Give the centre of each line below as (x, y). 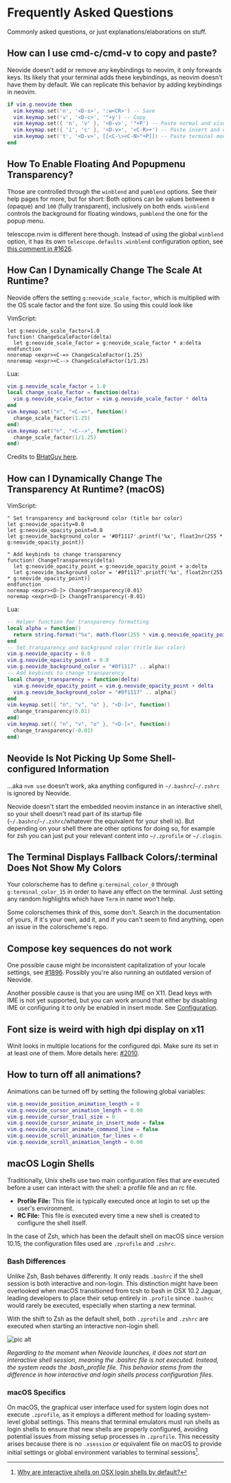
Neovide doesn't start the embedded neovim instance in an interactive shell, (115, 806)
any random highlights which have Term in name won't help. (91, 899)
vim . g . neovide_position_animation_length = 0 (73, 1104)
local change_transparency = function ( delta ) (73, 679)
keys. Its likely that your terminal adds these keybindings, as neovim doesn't (115, 77)
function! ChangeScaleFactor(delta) (59, 337)
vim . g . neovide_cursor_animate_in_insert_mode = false (86, 1123)
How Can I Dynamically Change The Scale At (105, 271)
